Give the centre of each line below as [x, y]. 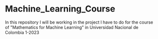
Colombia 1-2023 [22, 32]
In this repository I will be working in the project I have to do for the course [79, 22]
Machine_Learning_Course [60, 9]
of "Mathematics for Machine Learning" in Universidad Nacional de [72, 27]
